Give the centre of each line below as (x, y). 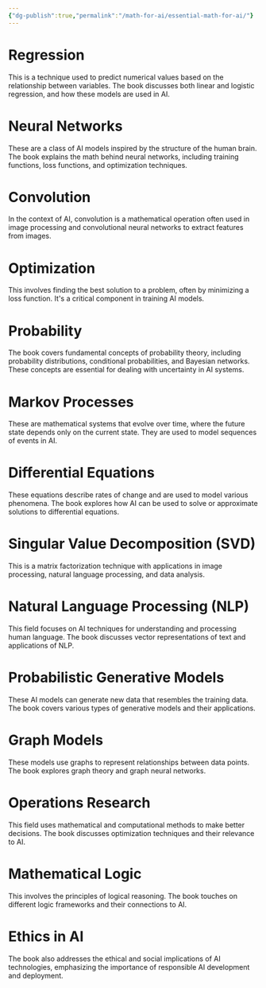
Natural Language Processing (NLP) (129, 607)
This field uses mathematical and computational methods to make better (127, 825)
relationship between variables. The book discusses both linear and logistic (131, 85)
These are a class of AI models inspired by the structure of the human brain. (133, 148)
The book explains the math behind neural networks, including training (123, 157)
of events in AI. (33, 441)
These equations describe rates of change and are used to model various (128, 495)
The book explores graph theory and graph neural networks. (107, 770)
